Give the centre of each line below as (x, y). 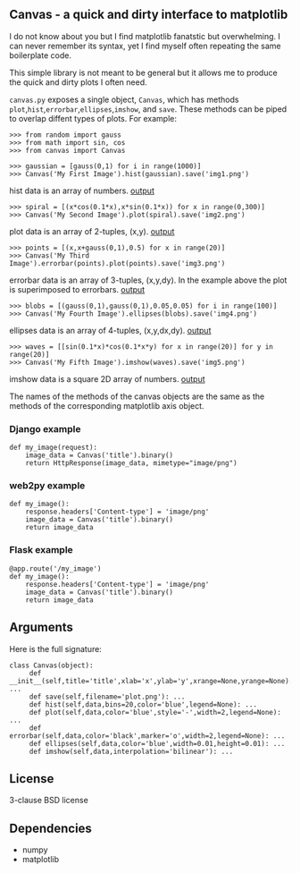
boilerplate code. (40, 55)
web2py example (47, 486)
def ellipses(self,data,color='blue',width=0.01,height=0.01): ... (157, 743)
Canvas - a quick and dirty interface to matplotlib (149, 15)
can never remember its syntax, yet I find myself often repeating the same (145, 46)
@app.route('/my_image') (55, 568)
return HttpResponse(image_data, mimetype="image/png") (132, 463)
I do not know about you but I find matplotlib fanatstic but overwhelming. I (145, 36)
